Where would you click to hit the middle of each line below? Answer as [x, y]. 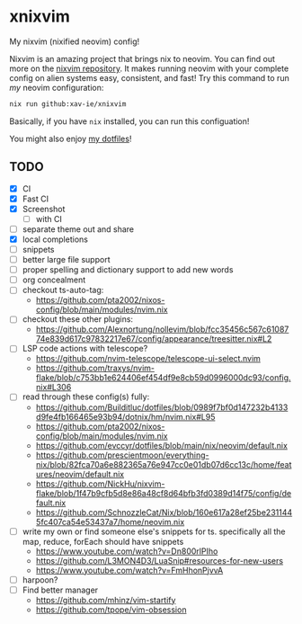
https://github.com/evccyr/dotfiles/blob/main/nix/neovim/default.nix [161, 445]
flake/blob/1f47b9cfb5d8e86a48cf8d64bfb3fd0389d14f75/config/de [164, 493]
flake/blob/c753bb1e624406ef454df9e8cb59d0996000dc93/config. [163, 378]
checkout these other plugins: [77, 319]
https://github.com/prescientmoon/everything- [122, 455]
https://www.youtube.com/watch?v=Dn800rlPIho [127, 551]
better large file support [66, 260]
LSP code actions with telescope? [85, 349]
